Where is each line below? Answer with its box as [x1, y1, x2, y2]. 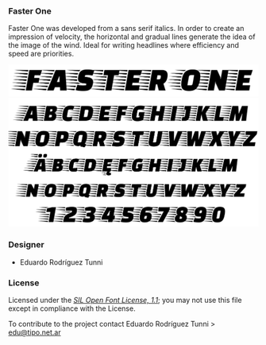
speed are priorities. [8, 49, 74, 59]
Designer [8, 239, 45, 250]
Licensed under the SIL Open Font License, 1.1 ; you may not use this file [8, 296, 242, 304]
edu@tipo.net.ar [8, 328, 61, 337]
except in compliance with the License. [8, 304, 137, 313]
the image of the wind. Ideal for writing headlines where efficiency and [8, 41, 240, 50]
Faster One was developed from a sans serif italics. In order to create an [8, 24, 245, 33]
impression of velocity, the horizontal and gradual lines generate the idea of [8, 32, 256, 41]
